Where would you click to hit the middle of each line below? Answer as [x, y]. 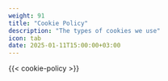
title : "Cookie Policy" [48, 23]
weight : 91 [27, 16]
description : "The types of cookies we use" [84, 30]
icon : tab [25, 38]
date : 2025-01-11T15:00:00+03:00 [65, 46]
